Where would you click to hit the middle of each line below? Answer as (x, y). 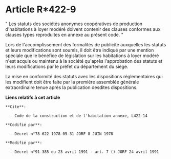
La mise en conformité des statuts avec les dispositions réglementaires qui (84, 76)
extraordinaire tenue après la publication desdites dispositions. (71, 87)
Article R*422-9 (41, 10)
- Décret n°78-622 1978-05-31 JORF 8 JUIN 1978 (62, 134)
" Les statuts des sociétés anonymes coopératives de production (74, 24)
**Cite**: (16, 107)
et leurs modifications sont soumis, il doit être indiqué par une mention (80, 50)
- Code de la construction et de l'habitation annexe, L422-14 (79, 116)
